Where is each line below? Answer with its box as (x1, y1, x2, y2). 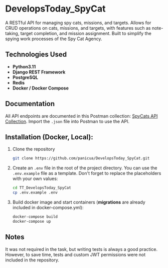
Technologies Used (5, 50, 67, 59)
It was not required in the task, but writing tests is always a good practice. (5, 246, 158, 252)
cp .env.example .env (12, 190, 58, 195)
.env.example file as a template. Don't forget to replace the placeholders (12, 170, 161, 176)
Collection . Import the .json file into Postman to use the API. (5, 118, 129, 124)
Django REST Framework (12, 69, 66, 75)
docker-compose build (12, 214, 58, 219)
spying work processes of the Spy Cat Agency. (5, 36, 102, 42)
